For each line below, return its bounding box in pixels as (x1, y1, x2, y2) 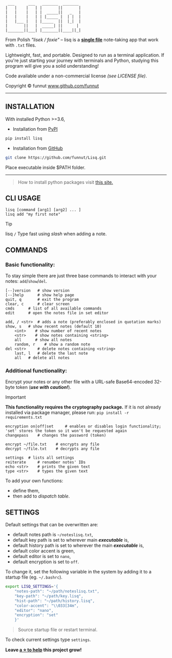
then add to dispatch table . (12, 493, 70, 499)
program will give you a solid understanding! (5, 63, 99, 69)
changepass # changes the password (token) (5, 433, 106, 438)
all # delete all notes (14, 355, 70, 361)
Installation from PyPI (12, 126, 58, 132)
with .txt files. (5, 42, 36, 48)
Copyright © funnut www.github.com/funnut (5, 83, 99, 89)
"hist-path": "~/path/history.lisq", (14, 598, 95, 603)
